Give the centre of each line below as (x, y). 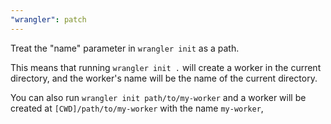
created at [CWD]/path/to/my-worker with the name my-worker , (137, 108)
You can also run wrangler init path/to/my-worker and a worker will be (158, 97)
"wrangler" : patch (48, 19)
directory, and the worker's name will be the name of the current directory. (164, 78)
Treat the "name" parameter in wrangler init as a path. (125, 48)
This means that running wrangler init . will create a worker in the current (166, 67)
